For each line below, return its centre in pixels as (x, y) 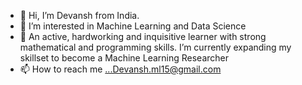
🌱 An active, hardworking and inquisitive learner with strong (143, 36)
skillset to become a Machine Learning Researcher (124, 58)
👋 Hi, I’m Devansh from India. (79, 15)
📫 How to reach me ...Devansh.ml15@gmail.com (120, 69)
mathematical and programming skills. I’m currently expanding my (155, 47)
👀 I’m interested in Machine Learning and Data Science (133, 26)
